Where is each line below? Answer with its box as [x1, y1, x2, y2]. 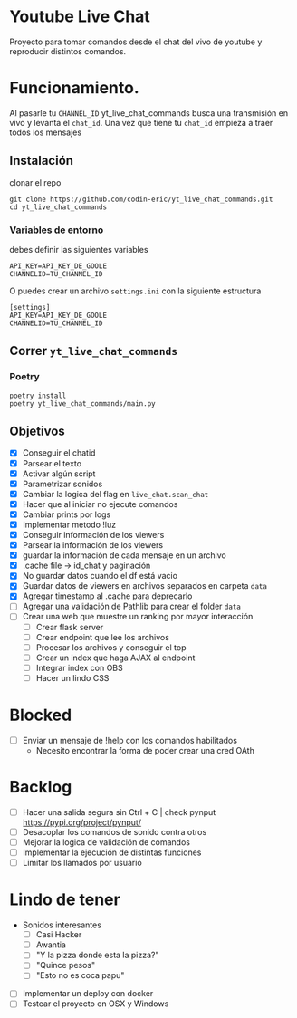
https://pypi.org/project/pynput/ [22, 817, 142, 828]
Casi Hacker [35, 929, 82, 940]
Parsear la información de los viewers [22, 540, 164, 551]
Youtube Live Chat [9, 6, 151, 27]
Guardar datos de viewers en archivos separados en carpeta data [22, 581, 267, 591]
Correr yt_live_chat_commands [9, 343, 178, 359]
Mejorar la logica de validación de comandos [22, 836, 190, 848]
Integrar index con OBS [35, 662, 124, 673]
